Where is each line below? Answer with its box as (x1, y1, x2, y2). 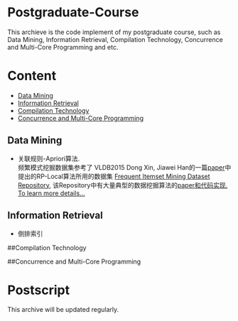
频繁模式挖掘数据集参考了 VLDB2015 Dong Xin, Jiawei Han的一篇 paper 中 (17, 163, 232, 171)
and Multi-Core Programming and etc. (7, 43, 119, 51)
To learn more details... (17, 189, 85, 197)
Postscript (7, 282, 70, 298)
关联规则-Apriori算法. (17, 154, 80, 163)
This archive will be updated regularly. (7, 305, 119, 314)
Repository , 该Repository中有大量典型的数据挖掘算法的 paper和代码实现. (17, 180, 228, 189)
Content (7, 68, 57, 84)
